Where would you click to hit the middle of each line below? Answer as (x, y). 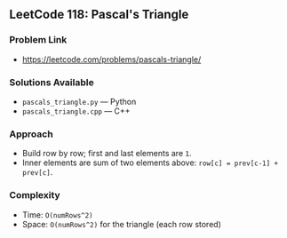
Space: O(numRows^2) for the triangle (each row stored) (122, 224)
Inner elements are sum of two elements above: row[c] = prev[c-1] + (150, 163)
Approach (31, 134)
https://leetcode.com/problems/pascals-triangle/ (112, 59)
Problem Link (38, 40)
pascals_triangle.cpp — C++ (76, 111)
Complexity (35, 195)
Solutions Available (52, 82)
